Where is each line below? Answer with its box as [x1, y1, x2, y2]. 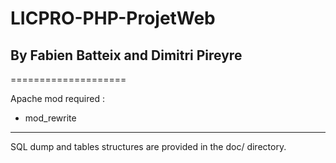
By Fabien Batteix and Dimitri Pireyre [10, 47, 243, 64]
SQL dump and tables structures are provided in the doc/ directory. [10, 141, 287, 152]
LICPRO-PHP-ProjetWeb [10, 7, 216, 30]
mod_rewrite [24, 112, 77, 124]
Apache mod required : [10, 93, 105, 104]
